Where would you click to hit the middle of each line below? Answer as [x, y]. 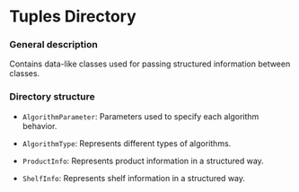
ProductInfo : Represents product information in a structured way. [143, 161]
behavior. [40, 126]
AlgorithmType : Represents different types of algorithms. [127, 143]
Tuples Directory [73, 17]
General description [54, 45]
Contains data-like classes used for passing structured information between [150, 64]
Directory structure [53, 97]
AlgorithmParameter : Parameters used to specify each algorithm [141, 116]
